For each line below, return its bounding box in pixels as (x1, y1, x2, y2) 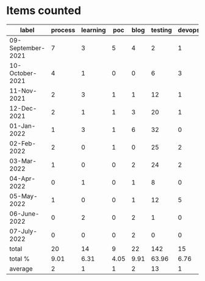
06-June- (9, 209, 40, 217)
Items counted (6, 4, 81, 18)
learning (81, 26, 106, 34)
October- (9, 68, 37, 77)
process (51, 26, 76, 34)
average (9, 264, 33, 272)
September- (9, 43, 46, 52)
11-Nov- (9, 86, 37, 95)
